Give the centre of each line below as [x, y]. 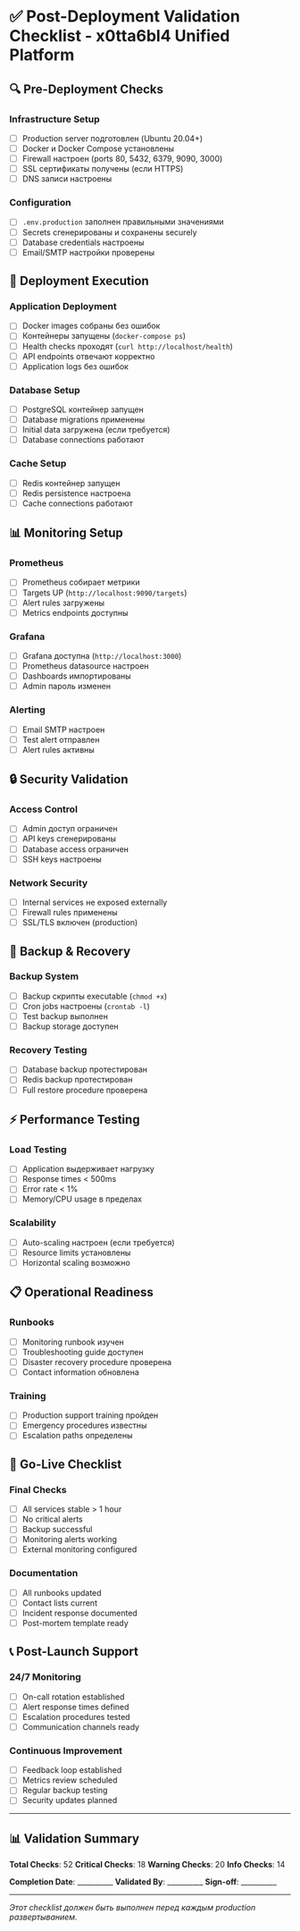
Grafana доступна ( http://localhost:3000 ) [102, 656]
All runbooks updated [62, 1592]
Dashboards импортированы [76, 676]
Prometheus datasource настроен [85, 666]
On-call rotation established [73, 1697]
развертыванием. [43, 1917]
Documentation [44, 1573]
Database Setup [45, 390]
